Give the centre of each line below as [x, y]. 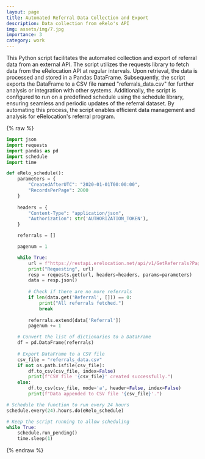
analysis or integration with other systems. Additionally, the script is [91, 90]
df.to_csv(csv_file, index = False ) [72, 371]
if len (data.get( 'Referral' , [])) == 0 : [80, 297]
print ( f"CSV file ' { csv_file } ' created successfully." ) [101, 377]
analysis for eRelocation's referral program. [61, 116]
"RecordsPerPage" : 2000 [58, 190]
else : [24, 382]
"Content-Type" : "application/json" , [76, 213]
